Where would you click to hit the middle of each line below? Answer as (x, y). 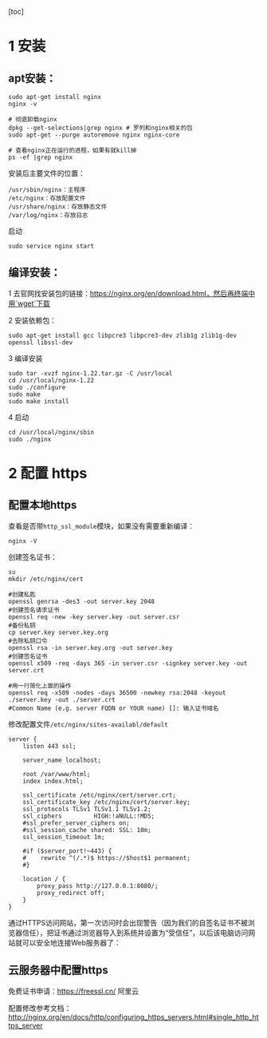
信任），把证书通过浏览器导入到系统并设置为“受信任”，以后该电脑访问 (135, 933)
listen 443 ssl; (50, 746)
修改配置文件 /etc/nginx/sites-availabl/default (88, 724)
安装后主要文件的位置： (47, 173)
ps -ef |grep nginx (41, 157)
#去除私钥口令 (28, 641)
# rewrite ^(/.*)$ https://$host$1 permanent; (107, 858)
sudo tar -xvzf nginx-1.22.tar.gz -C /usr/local (90, 373)
